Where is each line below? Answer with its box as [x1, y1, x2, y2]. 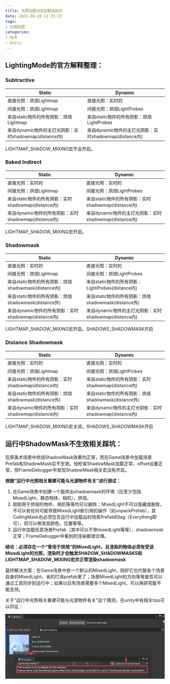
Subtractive [5, 77, 35, 84]
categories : [5, 29, 30, 35]
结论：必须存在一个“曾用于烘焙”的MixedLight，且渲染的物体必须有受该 [5, 544, 154, 550]
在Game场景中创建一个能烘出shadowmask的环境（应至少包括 [12, 488, 142, 494]
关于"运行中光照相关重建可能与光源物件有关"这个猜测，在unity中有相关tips [5, 597, 160, 603]
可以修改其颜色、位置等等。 [28, 520, 86, 526]
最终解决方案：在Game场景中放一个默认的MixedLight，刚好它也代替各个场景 [5, 567, 165, 573]
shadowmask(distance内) [7, 285, 61, 291]
